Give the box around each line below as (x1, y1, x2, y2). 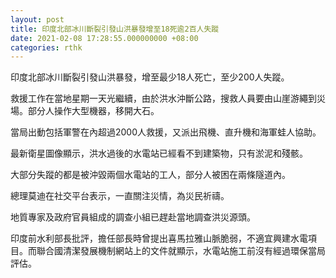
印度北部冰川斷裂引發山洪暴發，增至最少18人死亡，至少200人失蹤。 (10, 71, 290, 83)
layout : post (10, 14, 65, 25)
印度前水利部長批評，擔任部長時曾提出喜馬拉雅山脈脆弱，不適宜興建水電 (10, 232, 308, 245)
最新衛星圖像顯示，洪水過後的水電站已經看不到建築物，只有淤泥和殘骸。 (10, 147, 308, 160)
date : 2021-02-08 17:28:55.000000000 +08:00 (10, 33, 199, 43)
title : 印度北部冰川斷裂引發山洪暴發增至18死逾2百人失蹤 (10, 24, 220, 34)
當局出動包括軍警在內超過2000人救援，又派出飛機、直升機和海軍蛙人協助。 (10, 126, 322, 138)
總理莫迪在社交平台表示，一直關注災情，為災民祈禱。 (10, 190, 230, 202)
